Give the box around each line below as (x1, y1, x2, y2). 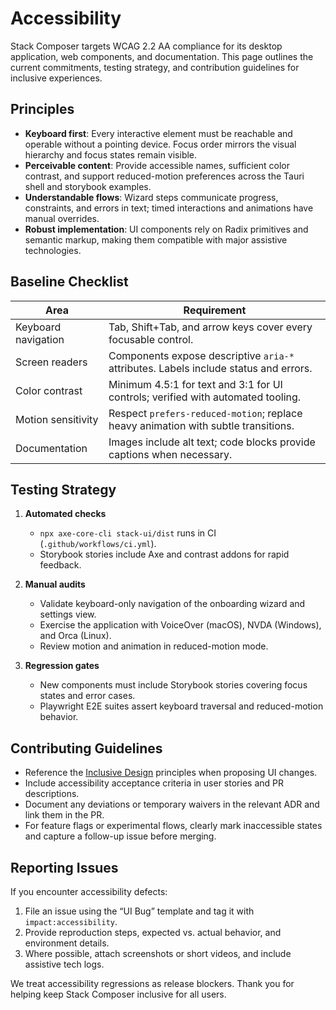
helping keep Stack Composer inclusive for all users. (10, 988, 227, 1000)
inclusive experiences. (10, 72, 103, 84)
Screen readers (15, 355, 88, 369)
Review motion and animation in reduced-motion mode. (39, 640, 269, 652)
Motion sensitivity (15, 412, 99, 426)
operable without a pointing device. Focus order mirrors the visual (24, 138, 297, 150)
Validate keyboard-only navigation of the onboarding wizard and (39, 598, 306, 610)
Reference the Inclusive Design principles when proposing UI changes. (24, 767, 318, 779)
